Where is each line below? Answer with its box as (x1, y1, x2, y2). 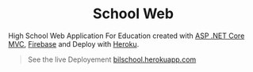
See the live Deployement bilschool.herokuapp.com (27, 55, 197, 64)
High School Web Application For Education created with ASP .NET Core (8, 31, 245, 40)
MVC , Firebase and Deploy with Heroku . (8, 39, 140, 48)
